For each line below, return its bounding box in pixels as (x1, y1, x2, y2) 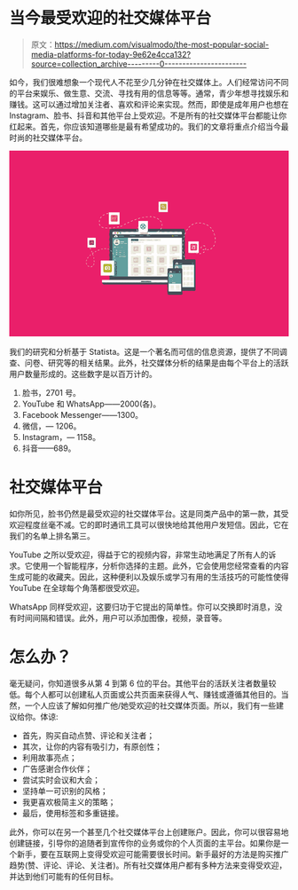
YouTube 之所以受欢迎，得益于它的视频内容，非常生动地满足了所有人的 (9, 549, 269, 560)
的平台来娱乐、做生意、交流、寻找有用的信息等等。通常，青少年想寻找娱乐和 (9, 88, 289, 98)
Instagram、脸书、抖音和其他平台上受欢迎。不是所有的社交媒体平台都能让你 (9, 110, 286, 121)
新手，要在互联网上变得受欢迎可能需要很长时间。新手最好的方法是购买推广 (16, 848, 289, 859)
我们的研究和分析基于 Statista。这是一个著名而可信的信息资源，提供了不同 (9, 346, 280, 357)
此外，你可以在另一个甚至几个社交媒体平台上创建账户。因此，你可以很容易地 (9, 826, 289, 837)
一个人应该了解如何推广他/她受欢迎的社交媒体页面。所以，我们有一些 (24, 700, 277, 711)
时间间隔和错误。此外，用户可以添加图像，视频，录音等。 (16, 612, 227, 623)
